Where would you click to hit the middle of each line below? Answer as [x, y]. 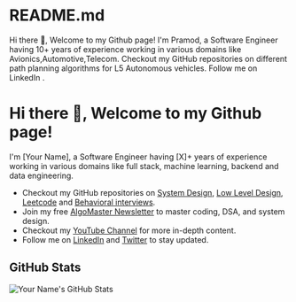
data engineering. [41, 175]
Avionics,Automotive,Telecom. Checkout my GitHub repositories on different [148, 58]
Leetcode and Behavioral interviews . [89, 202]
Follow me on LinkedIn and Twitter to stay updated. [115, 239]
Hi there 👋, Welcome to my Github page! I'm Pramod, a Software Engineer [144, 40]
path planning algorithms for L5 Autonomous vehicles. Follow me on [133, 68]
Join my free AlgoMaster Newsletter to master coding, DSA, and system [153, 211]
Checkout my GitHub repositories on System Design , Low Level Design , [152, 192]
